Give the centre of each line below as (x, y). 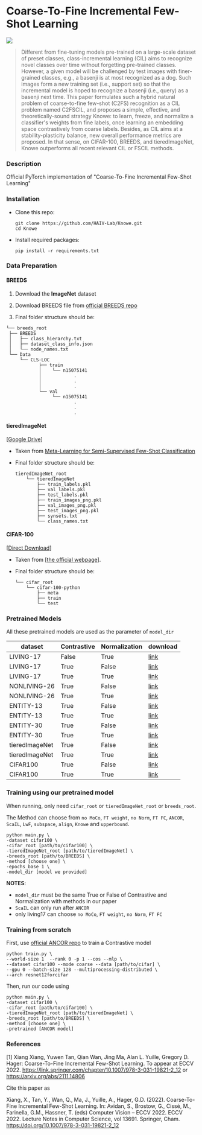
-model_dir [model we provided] (47, 872)
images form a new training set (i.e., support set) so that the (96, 84)
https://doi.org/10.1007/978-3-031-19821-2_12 (63, 1125)
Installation (23, 199)
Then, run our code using (38, 986)
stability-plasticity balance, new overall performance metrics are (101, 135)
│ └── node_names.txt (39, 349)
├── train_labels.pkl (64, 484)
